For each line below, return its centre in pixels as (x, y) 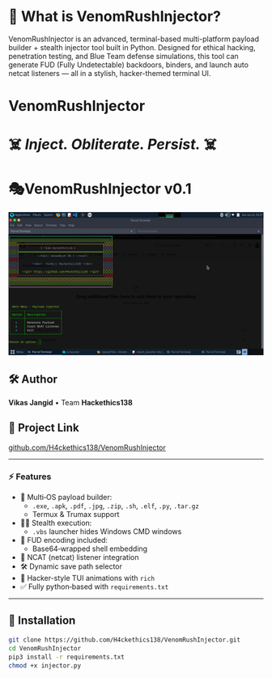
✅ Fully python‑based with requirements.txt (94, 587)
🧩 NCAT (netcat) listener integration (79, 557)
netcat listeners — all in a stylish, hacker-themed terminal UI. (110, 73)
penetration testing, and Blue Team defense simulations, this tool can (123, 56)
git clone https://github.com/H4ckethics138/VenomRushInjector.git (125, 640)
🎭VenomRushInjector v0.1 (100, 189)
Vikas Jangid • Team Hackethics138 (71, 403)
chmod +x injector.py (45, 665)
